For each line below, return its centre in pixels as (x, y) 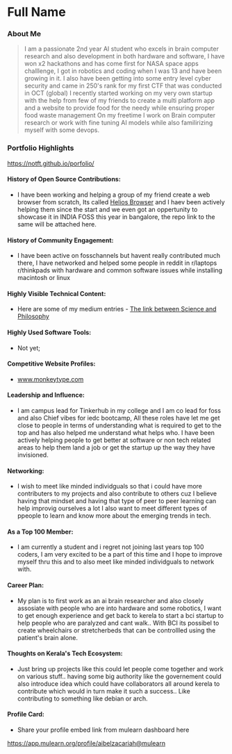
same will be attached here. (57, 224)
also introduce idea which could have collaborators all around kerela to (118, 683)
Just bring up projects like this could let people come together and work (120, 669)
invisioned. (33, 455)
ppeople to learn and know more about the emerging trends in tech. (114, 516)
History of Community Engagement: (60, 240)
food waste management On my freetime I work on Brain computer (120, 115)
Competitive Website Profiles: (51, 364)
